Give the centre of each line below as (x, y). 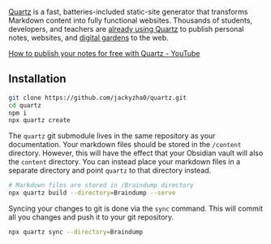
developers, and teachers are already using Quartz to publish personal (126, 29)
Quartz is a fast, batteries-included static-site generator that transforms (128, 12)
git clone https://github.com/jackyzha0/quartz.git (97, 98)
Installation (37, 79)
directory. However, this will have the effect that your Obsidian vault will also (136, 153)
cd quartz (25, 105)
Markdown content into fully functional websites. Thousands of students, (131, 20)
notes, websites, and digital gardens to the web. (88, 37)
